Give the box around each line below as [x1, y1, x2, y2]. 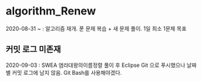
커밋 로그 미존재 [5, 44, 61, 55]
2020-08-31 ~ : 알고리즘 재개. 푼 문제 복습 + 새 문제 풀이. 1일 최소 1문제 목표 [5, 25, 187, 32]
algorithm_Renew [5, 4, 96, 18]
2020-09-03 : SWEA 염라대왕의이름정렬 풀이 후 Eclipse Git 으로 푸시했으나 [5, 61, 186, 69]
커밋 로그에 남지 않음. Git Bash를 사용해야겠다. [12, 69, 122, 76]
